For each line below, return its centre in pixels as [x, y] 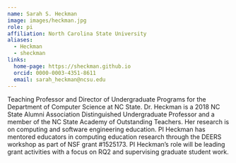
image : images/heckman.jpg [47, 20]
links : [17, 60]
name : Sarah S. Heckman [42, 14]
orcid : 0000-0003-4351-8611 [55, 73]
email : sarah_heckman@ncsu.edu [60, 79]
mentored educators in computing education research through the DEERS [114, 137]
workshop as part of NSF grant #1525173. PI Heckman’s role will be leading [116, 145]
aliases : [20, 40]
